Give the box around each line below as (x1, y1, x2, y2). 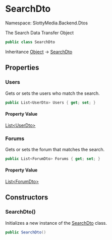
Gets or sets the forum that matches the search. (5, 146, 105, 152)
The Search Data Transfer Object (5, 29, 74, 36)
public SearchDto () (5, 229, 46, 235)
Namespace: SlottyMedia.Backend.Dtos (5, 20, 88, 26)
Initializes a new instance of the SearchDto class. (5, 220, 107, 226)
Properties (5, 63, 39, 72)
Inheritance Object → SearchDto (5, 49, 73, 55)
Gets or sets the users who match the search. (5, 90, 100, 96)
